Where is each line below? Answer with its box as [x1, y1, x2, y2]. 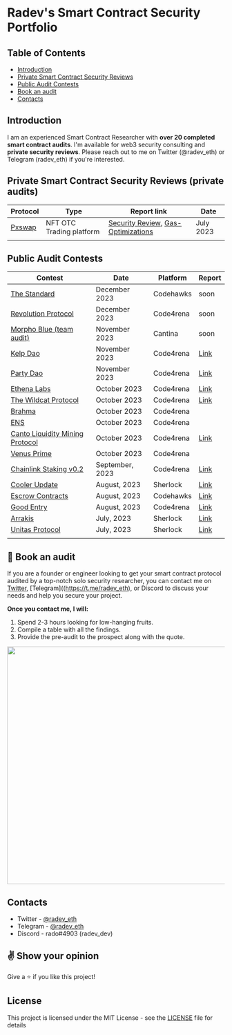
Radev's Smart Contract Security [7, 5, 201, 21]
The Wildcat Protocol [10, 395, 79, 405]
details [7, 1020, 26, 1029]
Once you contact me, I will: [7, 605, 88, 613]
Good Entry [10, 502, 48, 512]
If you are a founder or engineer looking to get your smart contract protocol [7, 569, 222, 578]
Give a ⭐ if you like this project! [7, 972, 95, 980]
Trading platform [46, 227, 100, 236]
